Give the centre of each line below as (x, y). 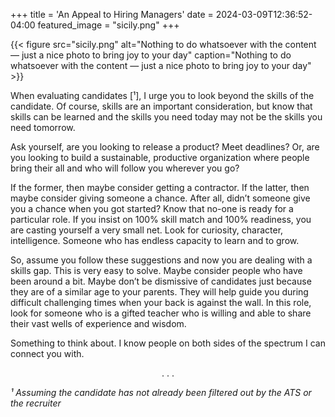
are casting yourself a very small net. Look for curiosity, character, (147, 230)
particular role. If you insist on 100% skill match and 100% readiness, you (161, 219)
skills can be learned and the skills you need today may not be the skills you (166, 117)
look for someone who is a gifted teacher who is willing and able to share (161, 313)
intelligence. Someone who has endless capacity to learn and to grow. (155, 240)
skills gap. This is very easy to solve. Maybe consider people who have (156, 270)
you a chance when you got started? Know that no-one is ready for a (152, 208)
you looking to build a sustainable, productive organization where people (160, 157)
